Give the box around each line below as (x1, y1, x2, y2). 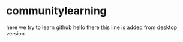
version (6, 30, 25, 37)
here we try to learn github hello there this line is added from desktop (6, 24, 178, 31)
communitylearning (6, 4, 107, 18)
